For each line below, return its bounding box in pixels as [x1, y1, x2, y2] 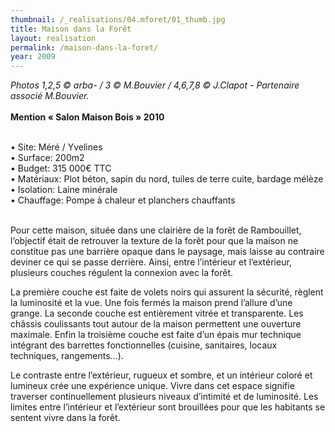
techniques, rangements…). [10, 350, 124, 362]
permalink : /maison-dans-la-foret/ [10, 42, 159, 53]
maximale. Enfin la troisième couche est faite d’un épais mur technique [10, 329, 302, 341]
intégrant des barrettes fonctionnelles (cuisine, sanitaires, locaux [10, 339, 278, 351]
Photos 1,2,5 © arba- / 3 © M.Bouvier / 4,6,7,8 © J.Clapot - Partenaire [10, 79, 300, 91]
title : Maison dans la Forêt [10, 24, 132, 34]
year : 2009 [10, 52, 56, 62]
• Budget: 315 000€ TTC [10, 162, 112, 175]
